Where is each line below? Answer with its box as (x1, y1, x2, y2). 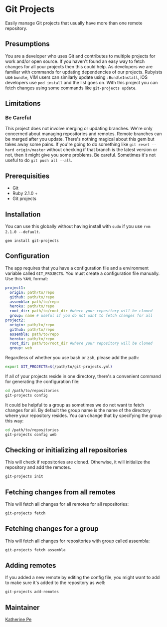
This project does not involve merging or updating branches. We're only (5, 126, 153, 132)
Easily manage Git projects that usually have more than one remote (5, 20, 143, 26)
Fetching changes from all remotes (5, 488, 116, 496)
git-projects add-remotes (5, 590, 59, 595)
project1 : (5, 285, 26, 290)
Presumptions (5, 40, 50, 48)
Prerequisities (5, 172, 50, 180)
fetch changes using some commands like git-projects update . (5, 85, 137, 91)
